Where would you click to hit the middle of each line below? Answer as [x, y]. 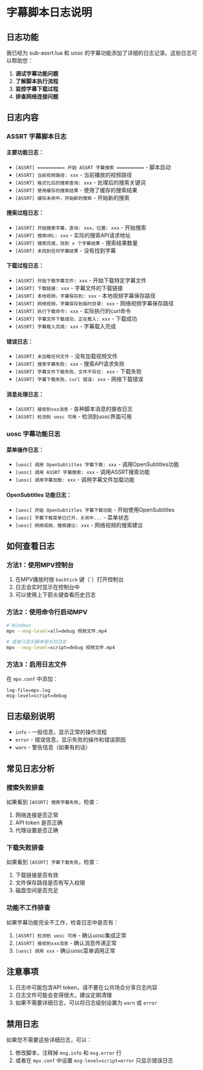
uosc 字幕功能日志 [34, 434]
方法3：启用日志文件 [37, 664]
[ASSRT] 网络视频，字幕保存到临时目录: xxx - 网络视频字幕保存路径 [94, 303]
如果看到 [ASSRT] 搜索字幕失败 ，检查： [53, 801]
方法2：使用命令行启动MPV [47, 612]
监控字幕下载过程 [37, 89]
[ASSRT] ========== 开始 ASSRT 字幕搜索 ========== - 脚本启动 [93, 167]
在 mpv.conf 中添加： [32, 679]
